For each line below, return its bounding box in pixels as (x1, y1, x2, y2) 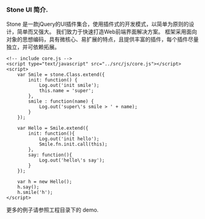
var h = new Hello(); (17, 179, 72, 185)
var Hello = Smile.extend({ (17, 125, 88, 132)
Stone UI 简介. (6, 5, 49, 13)
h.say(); (17, 184, 40, 190)
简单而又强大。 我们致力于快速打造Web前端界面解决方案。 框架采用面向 (16, 28, 197, 35)
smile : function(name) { (28, 98, 95, 105)
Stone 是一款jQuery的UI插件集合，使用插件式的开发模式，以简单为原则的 (6, 20, 189, 28)
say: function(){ (28, 152, 72, 158)
